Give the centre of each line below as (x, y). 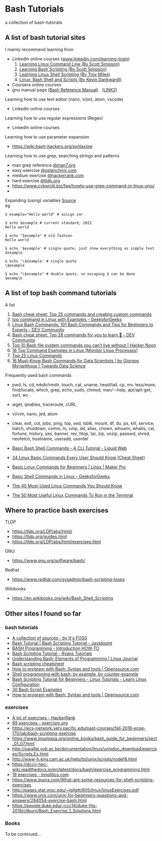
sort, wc (20, 395)
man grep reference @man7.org (44, 165)
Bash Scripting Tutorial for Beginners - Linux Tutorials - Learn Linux (79, 679)
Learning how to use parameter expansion (47, 137)
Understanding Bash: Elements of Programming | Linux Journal (75, 659)
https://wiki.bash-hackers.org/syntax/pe (52, 146)
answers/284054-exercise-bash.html (49, 801)
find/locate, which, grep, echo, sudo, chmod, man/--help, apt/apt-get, (82, 390)
